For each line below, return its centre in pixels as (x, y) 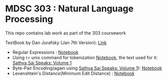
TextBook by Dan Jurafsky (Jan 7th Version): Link (56, 42)
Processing (29, 19)
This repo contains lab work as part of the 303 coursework (66, 33)
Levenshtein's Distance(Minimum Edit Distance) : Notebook (73, 73)
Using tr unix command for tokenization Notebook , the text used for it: (85, 57)
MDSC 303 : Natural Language (69, 9)
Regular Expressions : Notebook (45, 52)
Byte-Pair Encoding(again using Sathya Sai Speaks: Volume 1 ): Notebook (87, 68)
